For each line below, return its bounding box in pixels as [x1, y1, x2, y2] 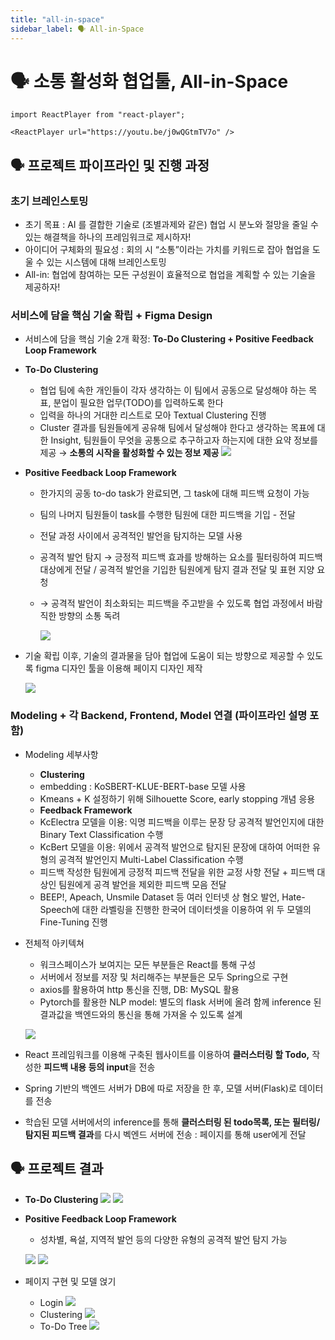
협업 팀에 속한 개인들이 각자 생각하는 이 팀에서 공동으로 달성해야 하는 [39, 384, 307, 396]
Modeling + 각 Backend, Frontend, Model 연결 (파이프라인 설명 [10, 709, 308, 723]
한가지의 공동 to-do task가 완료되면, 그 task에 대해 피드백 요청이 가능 [39, 487, 310, 500]
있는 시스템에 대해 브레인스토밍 [46, 256, 167, 268]
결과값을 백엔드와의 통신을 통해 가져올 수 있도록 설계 [39, 1008, 243, 1020]
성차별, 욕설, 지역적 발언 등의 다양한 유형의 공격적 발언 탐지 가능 [39, 1233, 288, 1245]
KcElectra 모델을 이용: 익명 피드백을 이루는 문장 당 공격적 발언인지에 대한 [39, 816, 325, 828]
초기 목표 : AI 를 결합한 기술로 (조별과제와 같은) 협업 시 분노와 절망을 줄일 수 [24, 219, 319, 231]
